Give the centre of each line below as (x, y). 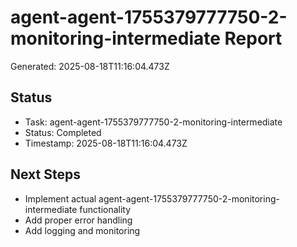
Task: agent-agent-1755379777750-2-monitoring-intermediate (153, 122)
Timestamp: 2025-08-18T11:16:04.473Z (106, 143)
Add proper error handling (78, 220)
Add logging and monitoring (82, 230)
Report (253, 38)
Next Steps (45, 174)
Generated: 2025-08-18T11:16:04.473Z (90, 66)
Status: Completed (63, 132)
